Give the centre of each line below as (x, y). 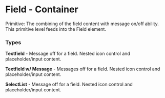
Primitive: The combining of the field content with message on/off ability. (82, 24)
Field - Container (42, 9)
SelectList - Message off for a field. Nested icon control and (69, 84)
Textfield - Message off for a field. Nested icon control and (68, 54)
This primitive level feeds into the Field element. (56, 29)
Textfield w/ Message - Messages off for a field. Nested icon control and (83, 69)
